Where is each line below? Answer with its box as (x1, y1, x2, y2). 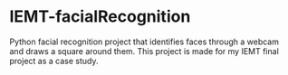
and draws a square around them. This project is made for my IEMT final (9, 45, 279, 56)
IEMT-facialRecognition (9, 6, 191, 27)
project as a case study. (9, 55, 99, 66)
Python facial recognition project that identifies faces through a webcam (9, 36, 279, 47)
